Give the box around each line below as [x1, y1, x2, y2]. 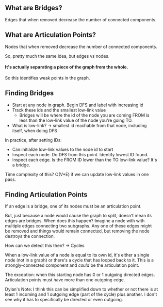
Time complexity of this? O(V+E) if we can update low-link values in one [5, 171, 149, 177]
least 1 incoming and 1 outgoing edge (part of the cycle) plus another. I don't [5, 291, 157, 297]
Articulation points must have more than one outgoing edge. [5, 277, 125, 283]
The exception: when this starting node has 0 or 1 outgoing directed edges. [5, 272, 155, 278]
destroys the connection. [5, 233, 55, 239]
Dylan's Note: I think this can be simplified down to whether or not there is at [5, 286, 158, 292]
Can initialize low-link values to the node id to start [12, 146, 114, 152]
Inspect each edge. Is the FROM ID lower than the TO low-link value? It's [12, 157, 157, 162]
